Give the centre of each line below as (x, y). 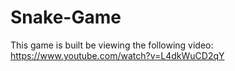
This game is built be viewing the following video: (112, 45)
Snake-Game (66, 17)
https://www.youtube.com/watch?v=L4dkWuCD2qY (117, 55)
